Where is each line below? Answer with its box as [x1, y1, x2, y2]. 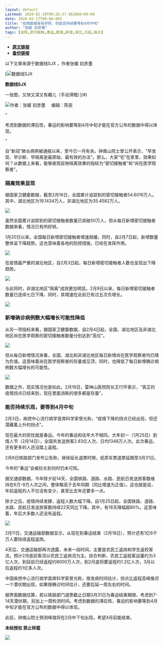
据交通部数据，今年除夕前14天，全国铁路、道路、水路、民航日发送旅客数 [5, 476, 151, 481]
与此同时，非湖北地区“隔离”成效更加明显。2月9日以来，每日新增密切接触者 [5, 286, 155, 291]
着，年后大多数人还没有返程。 [5, 510, 65, 516]
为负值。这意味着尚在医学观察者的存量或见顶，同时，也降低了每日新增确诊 [5, 358, 155, 364]
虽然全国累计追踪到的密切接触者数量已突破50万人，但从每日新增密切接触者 [5, 217, 156, 223]
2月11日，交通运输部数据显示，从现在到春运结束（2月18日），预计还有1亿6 [5, 530, 153, 536]
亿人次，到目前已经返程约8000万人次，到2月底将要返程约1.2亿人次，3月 [5, 559, 151, 565]
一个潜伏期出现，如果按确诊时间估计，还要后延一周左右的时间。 [5, 581, 133, 587]
